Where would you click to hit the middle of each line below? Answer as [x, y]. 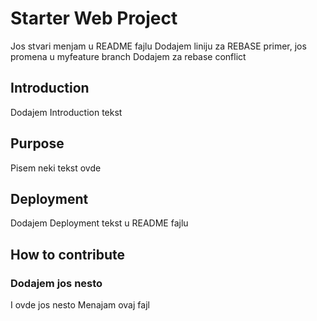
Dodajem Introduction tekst [66, 112]
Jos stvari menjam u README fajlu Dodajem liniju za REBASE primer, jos [158, 46]
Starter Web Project [94, 18]
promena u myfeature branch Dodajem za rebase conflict [128, 56]
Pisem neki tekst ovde [56, 168]
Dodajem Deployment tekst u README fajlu [99, 223]
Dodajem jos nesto [56, 283]
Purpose [37, 143]
